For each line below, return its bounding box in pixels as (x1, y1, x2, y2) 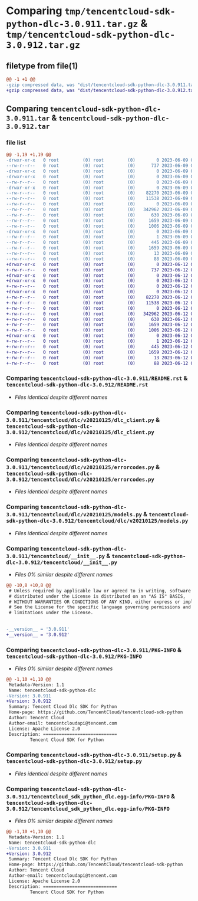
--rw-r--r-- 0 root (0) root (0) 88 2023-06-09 (6, 255, 189, 262)
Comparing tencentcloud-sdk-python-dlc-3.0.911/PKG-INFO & (6, 646, 181, 654)
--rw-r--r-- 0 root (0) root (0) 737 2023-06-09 (6, 163, 189, 169)
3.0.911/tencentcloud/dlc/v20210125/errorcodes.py (6, 464, 154, 470)
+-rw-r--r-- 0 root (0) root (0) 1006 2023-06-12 (6, 327, 189, 333)
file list (6, 138, 27, 146)
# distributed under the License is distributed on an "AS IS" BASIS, (8, 593, 186, 599)
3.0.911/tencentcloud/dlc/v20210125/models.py (6, 512, 143, 518)
